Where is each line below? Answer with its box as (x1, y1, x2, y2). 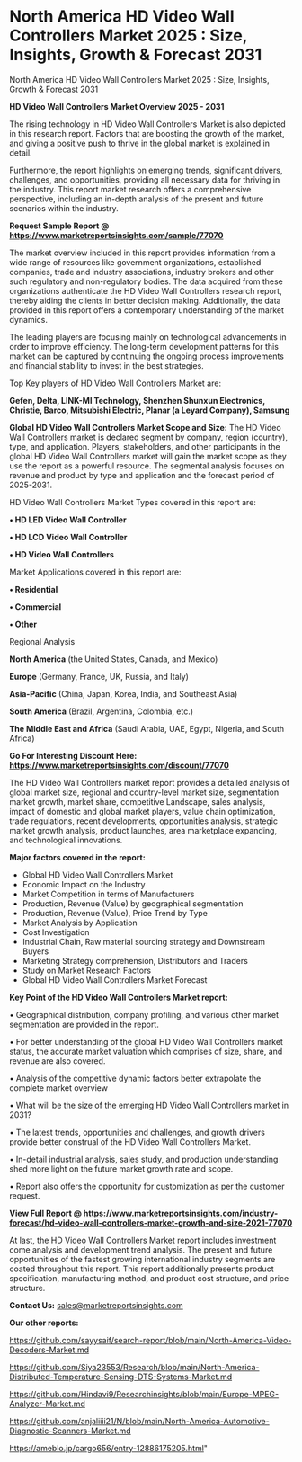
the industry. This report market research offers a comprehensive (9, 183, 252, 194)
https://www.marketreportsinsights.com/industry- (83, 1208, 279, 1218)
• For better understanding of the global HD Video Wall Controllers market (9, 1036, 283, 1047)
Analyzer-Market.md (9, 1398, 85, 1409)
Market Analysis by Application (22, 917, 138, 928)
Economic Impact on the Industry (22, 878, 146, 889)
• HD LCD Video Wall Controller (9, 531, 128, 542)
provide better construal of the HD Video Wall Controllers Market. (9, 1136, 252, 1147)
